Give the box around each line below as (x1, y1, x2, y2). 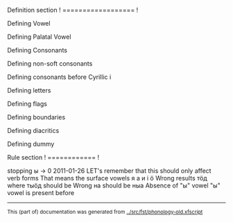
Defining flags (7, 100, 47, 108)
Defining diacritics (7, 127, 60, 134)
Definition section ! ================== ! (7, 6, 139, 14)
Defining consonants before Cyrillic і (7, 73, 112, 81)
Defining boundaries (7, 113, 66, 121)
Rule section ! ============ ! (7, 154, 99, 161)
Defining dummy (7, 140, 55, 148)
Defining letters (7, 86, 51, 94)
